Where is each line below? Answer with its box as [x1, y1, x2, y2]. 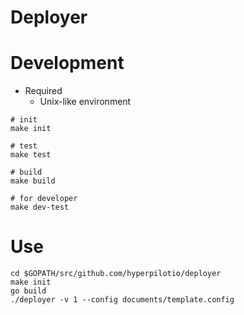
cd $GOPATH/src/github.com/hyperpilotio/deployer [10, 269, 222, 279]
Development [10, 52, 125, 75]
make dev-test [10, 202, 70, 213]
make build [10, 176, 56, 186]
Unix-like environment [39, 96, 132, 108]
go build [10, 286, 47, 296]
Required [24, 85, 63, 97]
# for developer [10, 194, 78, 204]
